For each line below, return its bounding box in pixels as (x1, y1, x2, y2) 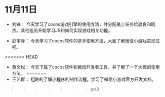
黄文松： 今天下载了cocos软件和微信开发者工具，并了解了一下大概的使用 (11, 64, 160, 70)
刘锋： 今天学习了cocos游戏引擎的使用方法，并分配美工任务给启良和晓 (11, 21, 156, 27)
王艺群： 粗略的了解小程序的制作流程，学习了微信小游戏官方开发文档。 (11, 76, 156, 82)
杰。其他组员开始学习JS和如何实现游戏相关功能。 (11, 27, 113, 33)
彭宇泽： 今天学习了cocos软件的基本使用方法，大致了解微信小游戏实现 (11, 37, 156, 44)
